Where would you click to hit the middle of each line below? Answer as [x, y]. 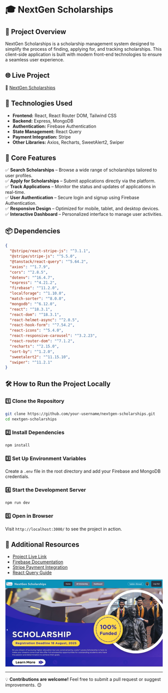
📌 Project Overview [36, 31]
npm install [17, 445]
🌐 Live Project [27, 76]
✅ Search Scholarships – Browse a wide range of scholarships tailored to [81, 170]
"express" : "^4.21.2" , [33, 283]
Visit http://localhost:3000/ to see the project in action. [64, 529]
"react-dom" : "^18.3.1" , [35, 314]
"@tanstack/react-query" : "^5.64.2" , [49, 262]
